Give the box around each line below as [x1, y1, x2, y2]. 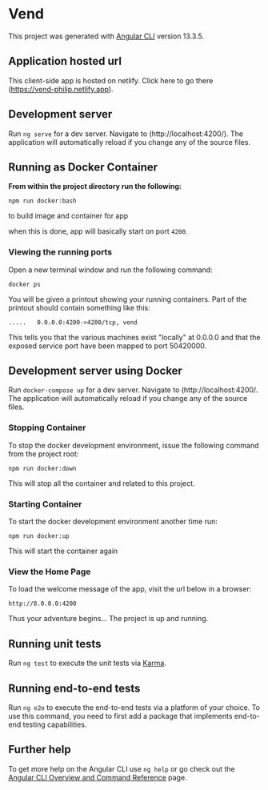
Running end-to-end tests [8, 681, 141, 695]
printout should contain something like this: [8, 303, 150, 312]
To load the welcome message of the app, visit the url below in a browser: [8, 584, 252, 594]
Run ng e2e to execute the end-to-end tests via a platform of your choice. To [8, 703, 261, 712]
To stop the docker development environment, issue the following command [8, 440, 259, 450]
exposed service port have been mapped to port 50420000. [8, 341, 207, 351]
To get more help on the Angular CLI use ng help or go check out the [8, 764, 235, 773]
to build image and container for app [8, 211, 129, 221]
